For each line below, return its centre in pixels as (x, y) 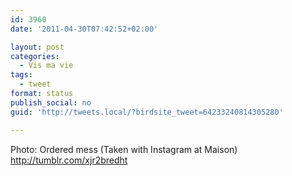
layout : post (37, 47)
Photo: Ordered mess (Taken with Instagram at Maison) (124, 149)
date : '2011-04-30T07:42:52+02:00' (84, 29)
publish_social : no (51, 102)
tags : (21, 75)
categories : (35, 56)
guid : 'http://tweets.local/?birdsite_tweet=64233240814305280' (147, 112)
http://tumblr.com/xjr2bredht (69, 160)
